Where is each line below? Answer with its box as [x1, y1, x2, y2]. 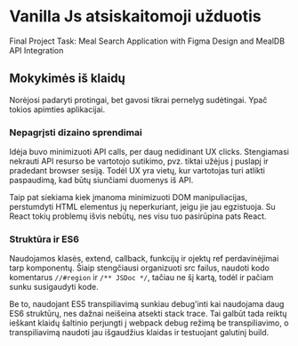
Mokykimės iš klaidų [9, 71, 126, 86]
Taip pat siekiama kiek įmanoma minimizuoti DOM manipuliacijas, [9, 192, 247, 203]
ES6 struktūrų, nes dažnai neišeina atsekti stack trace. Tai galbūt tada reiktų [9, 309, 287, 319]
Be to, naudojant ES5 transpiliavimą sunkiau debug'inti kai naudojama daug [9, 299, 285, 310]
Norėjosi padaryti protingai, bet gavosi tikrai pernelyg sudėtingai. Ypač [9, 94, 268, 105]
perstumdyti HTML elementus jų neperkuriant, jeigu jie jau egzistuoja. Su [9, 202, 276, 213]
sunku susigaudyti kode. [9, 282, 100, 293]
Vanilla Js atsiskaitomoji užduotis [9, 6, 262, 27]
